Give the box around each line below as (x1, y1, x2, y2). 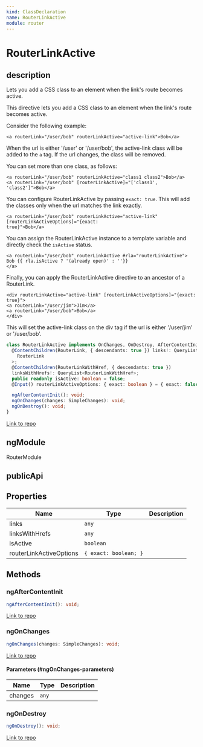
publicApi (6, 471, 43, 481)
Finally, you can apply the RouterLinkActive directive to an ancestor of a (6, 274, 185, 281)
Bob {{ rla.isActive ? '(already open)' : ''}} (6, 258, 129, 264)
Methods (6, 569, 41, 580)
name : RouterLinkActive (6, 14, 66, 21)
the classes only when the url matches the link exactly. (6, 202, 143, 209)
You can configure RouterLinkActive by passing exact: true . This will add (6, 196, 190, 203)
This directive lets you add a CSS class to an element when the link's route (6, 104, 192, 112)
